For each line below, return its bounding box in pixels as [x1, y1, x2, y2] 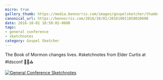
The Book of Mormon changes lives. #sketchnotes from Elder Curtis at [5, 52, 146, 57]
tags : [5, 25, 16, 30]
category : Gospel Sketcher [5, 39, 60, 43]
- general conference [5, 29, 49, 34]
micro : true [5, 7, 29, 12]
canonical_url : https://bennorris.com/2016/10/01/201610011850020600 [5, 16, 149, 21]
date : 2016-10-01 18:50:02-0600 [5, 20, 70, 26]
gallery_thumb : [5, 12, 36, 16]
